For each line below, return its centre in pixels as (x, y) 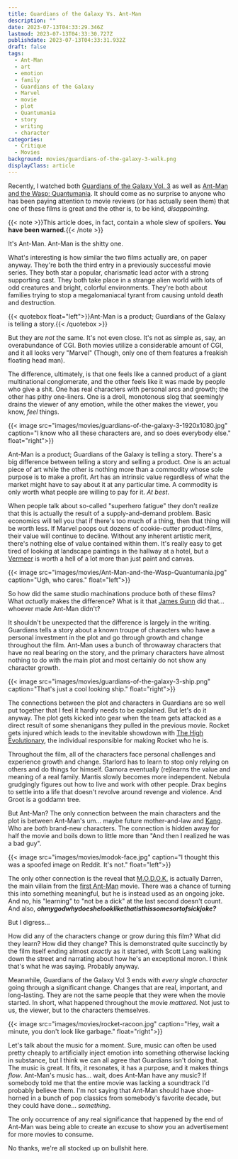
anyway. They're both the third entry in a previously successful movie (110, 265)
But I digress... (29, 922)
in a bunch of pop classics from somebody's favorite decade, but (126, 1098)
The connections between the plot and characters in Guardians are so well (117, 703)
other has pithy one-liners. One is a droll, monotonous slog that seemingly (116, 396)
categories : (25, 139)
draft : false (27, 47)
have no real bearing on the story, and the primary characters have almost (116, 652)
